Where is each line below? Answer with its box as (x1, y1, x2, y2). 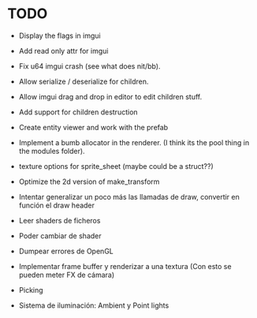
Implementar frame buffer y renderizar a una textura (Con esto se (18, 261, 232, 271)
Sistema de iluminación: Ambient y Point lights (18, 301, 169, 310)
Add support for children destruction (18, 107, 139, 117)
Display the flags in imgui (18, 31, 101, 40)
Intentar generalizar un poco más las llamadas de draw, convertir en (18, 192, 240, 201)
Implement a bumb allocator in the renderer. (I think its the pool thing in (18, 137, 250, 147)
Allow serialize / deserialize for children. (18, 77, 149, 86)
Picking (18, 285, 44, 294)
